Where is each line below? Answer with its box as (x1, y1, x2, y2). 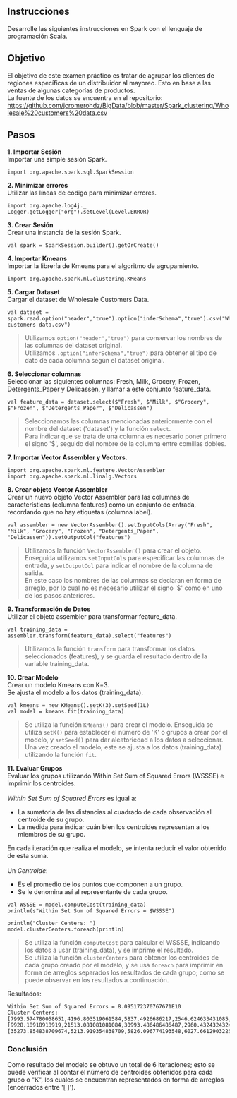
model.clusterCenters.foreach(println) (7, 926, 125, 934)
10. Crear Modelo (7, 673, 59, 682)
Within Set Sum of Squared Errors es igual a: (7, 794, 138, 803)
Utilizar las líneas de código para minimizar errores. (7, 188, 157, 197)
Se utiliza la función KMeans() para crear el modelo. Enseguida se (24, 720, 214, 729)
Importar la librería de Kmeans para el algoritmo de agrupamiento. (7, 262, 200, 270)
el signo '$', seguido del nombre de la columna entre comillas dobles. (24, 440, 226, 448)
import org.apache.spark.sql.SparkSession (7, 169, 134, 176)
